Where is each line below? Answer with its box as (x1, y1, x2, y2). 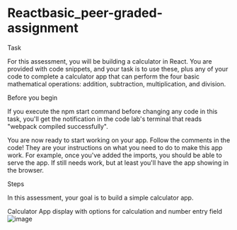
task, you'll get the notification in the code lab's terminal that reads (7, 115, 202, 123)
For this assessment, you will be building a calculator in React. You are (7, 57, 212, 65)
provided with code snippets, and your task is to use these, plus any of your (7, 64, 229, 73)
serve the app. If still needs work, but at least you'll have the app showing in (7, 158, 229, 167)
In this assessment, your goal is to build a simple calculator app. (7, 193, 194, 202)
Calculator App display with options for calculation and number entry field (7, 207, 223, 215)
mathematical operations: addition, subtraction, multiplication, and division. (7, 79, 226, 88)
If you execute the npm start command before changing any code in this (7, 107, 218, 115)
